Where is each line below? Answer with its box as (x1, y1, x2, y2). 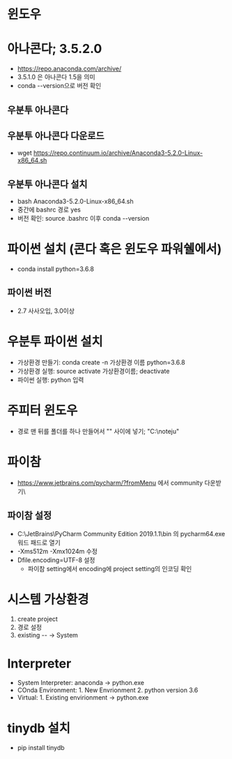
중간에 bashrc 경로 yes (17, 205, 82, 214)
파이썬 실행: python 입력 (17, 375, 84, 384)
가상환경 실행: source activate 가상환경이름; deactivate (17, 367, 170, 375)
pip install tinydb (17, 744, 65, 752)
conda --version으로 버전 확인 (17, 82, 102, 90)
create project (17, 615, 58, 624)
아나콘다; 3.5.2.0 (7, 41, 102, 57)
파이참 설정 (7, 510, 52, 522)
